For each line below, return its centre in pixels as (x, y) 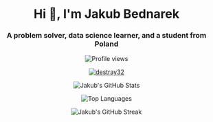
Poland (106, 44)
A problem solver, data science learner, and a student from (106, 36)
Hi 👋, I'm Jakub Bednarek (106, 14)
